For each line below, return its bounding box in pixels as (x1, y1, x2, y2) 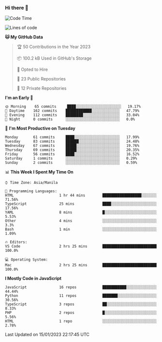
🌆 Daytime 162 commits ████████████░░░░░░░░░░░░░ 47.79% (5, 109, 139, 114)
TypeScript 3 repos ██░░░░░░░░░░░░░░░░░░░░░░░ (5, 302, 157, 307)
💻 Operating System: (5, 257, 48, 262)
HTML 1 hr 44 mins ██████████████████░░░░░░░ (5, 193, 157, 198)
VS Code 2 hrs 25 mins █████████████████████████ (5, 244, 157, 249)
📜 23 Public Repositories (16, 76, 66, 82)
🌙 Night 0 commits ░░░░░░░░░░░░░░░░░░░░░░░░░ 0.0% (5, 117, 135, 122)
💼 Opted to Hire (16, 66, 48, 72)
